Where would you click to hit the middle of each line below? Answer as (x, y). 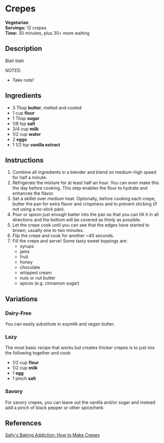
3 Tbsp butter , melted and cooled (47, 108)
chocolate (30, 267)
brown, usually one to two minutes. (48, 230)
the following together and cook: (38, 353)
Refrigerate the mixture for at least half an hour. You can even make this (86, 183)
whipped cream (36, 273)
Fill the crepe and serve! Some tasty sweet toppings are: (70, 241)
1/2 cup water (27, 134)
